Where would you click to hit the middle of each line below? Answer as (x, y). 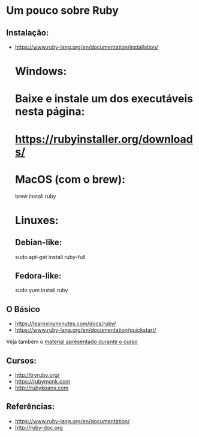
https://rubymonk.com (43, 381)
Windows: (41, 71)
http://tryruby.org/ (37, 375)
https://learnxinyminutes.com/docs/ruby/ (65, 324)
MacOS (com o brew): (70, 179)
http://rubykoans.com (42, 388)
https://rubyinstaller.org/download (104, 139)
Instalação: (28, 33)
